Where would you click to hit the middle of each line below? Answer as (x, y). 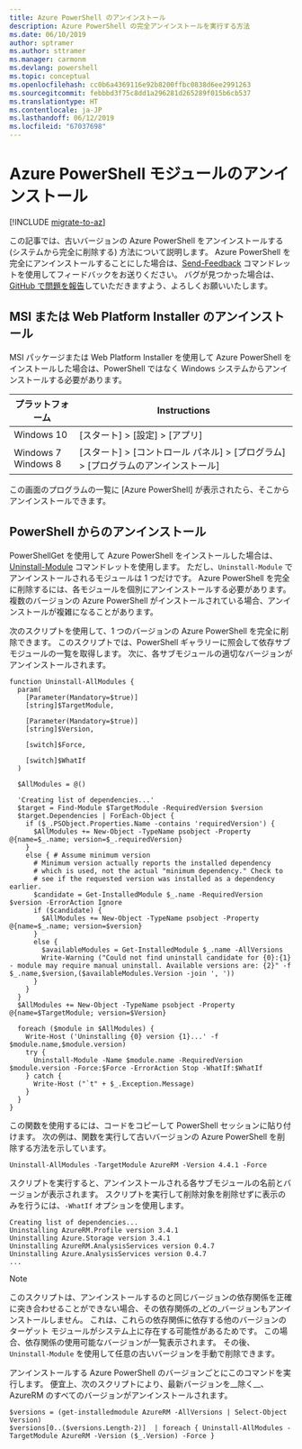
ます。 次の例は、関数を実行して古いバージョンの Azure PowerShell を (147, 1136)
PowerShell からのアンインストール (108, 532)
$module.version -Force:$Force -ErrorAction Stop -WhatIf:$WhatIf (136, 1068)
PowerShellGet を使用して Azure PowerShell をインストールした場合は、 (143, 555)
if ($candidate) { (67, 910)
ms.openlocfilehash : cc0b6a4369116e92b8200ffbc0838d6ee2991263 (130, 85)
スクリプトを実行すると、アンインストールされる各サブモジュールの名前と (147, 1182)
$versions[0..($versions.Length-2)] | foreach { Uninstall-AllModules (146, 1428)
